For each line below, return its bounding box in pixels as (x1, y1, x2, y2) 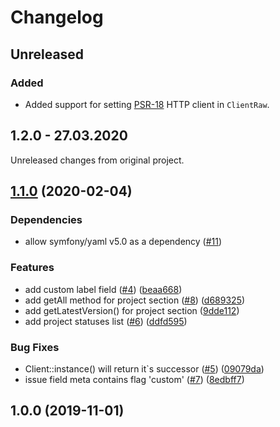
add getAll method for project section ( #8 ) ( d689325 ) (24, 294, 246, 306)
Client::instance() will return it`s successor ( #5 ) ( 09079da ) (24, 362, 265, 375)
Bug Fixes (10, 340, 60, 354)
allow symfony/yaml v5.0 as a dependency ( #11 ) (24, 236, 223, 248)
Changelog (10, 6, 104, 29)
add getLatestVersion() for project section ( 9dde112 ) (24, 304, 240, 316)
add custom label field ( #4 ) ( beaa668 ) (24, 283, 183, 295)
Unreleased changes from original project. (10, 154, 185, 166)
